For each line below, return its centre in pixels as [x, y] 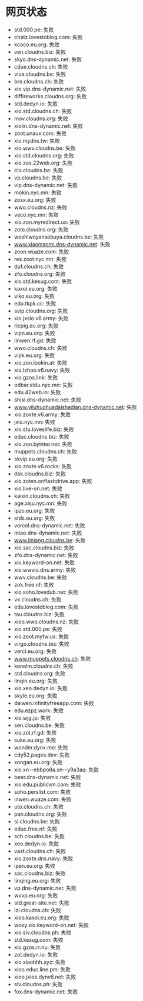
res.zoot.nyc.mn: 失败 [40, 259]
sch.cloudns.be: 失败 [39, 836]
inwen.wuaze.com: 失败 [43, 799]
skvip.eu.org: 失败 [36, 459]
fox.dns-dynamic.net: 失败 [46, 992]
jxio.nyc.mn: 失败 [34, 421]
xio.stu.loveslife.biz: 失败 [44, 429]
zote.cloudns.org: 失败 [41, 229]
